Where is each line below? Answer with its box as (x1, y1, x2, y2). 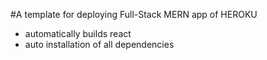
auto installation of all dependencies (24, 39, 175, 50)
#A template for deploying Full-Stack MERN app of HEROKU (10, 9, 258, 20)
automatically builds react (24, 28, 132, 39)
